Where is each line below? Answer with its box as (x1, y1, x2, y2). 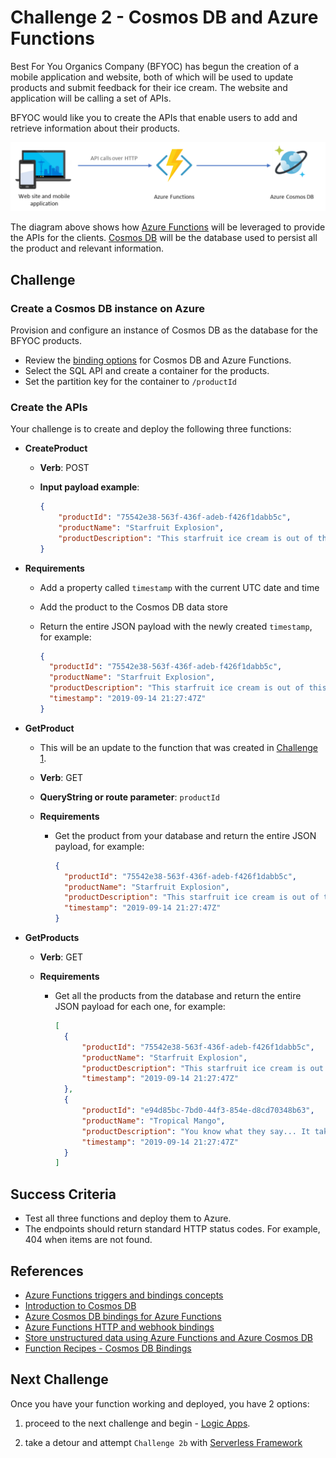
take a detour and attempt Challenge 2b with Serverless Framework (24, 1436, 303, 1448)
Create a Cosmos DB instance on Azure (10, 301, 206, 315)
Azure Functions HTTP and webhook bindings (24, 1321, 215, 1333)
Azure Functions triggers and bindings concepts (24, 1289, 224, 1301)
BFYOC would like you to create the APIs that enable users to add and (10, 111, 298, 123)
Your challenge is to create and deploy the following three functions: (10, 423, 292, 435)
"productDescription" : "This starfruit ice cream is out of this (48, 683, 327, 693)
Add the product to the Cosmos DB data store (39, 601, 228, 613)
